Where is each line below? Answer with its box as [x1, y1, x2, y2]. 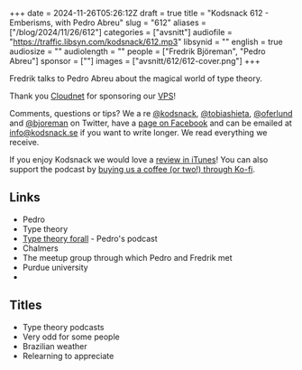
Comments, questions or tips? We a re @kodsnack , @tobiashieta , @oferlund [9, 108, 293, 118]
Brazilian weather [22, 340, 87, 351]
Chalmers [22, 243, 59, 254]
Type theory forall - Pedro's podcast [22, 233, 158, 244]
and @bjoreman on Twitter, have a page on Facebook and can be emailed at [9, 117, 293, 128]
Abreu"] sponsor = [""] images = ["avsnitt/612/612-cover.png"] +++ [9, 56, 261, 66]
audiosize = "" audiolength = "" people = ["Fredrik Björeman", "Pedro [9, 46, 266, 57]
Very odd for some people [22, 331, 120, 342]
